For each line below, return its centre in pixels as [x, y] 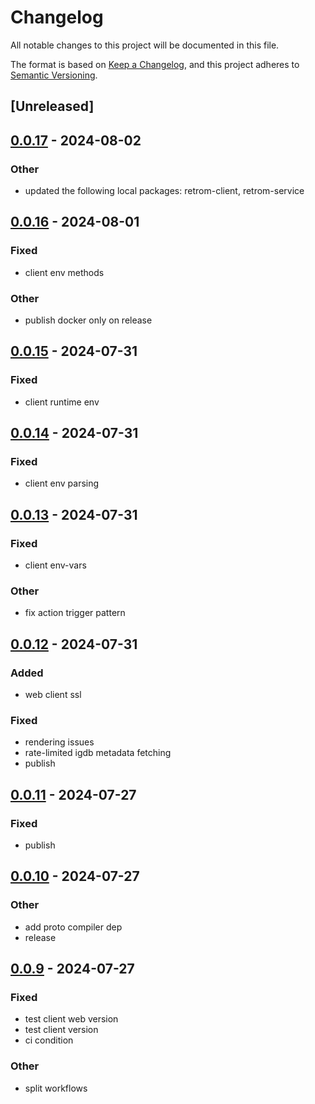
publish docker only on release [88, 320]
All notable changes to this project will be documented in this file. [145, 45]
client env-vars [55, 565]
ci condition [49, 1040]
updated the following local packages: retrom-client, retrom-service [164, 191]
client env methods [64, 272]
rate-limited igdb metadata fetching [98, 753]
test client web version [71, 1019]
